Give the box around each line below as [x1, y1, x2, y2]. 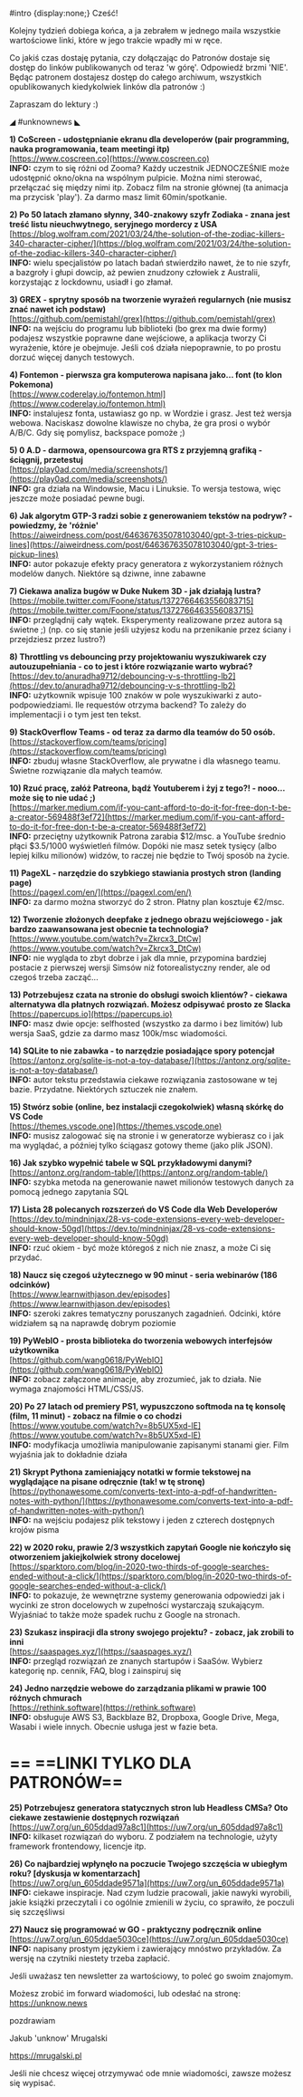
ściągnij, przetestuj [9, 455, 84, 465]
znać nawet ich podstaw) [9, 303, 107, 314]
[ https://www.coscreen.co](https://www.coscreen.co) [9, 153, 210, 164]
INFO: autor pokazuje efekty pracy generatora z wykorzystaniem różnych [9, 559, 283, 569]
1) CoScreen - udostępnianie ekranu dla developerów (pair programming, [9, 134, 289, 144]
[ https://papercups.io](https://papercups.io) [9, 1009, 173, 1019]
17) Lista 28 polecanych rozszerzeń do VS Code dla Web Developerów [9, 1204, 278, 1215]
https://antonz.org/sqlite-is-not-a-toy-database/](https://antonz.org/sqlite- [12, 1055, 291, 1065]
